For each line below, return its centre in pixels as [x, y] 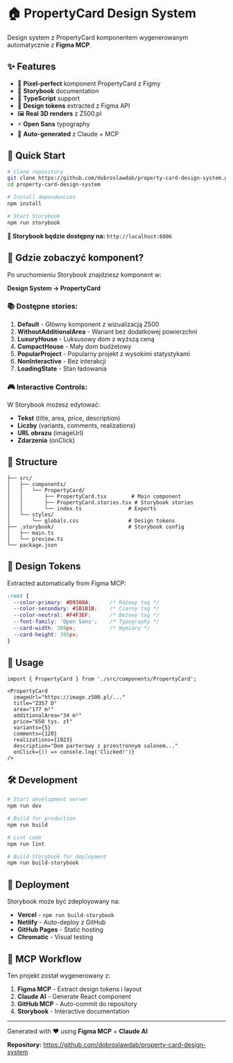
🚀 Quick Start [36, 156]
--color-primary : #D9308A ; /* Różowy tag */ [86, 602]
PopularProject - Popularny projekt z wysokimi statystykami [104, 354]
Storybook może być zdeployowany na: [63, 902]
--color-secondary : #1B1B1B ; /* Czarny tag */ [86, 609]
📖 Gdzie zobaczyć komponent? [76, 258]
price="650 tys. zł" [43, 721]
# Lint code [24, 837]
